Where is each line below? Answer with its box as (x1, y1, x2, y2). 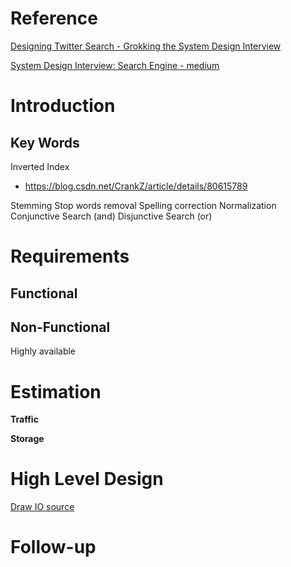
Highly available (10, 345, 77, 357)
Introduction (10, 95, 116, 117)
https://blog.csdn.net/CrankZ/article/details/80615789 (24, 180, 248, 192)
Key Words (10, 134, 80, 151)
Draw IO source (10, 501, 75, 513)
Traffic (10, 413, 39, 426)
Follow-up (10, 536, 97, 559)
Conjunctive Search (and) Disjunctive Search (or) (10, 210, 213, 222)
